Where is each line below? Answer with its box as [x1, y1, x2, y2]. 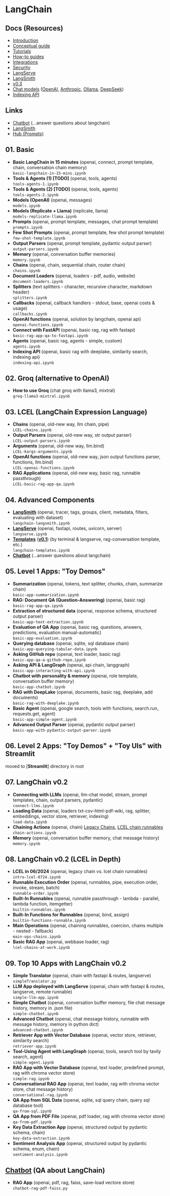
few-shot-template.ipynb [12, 235, 66, 241]
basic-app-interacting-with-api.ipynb [12, 668, 95, 673]
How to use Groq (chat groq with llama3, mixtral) [12, 387, 116, 393]
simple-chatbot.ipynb [12, 1012, 59, 1017]
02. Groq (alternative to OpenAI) [5, 374, 109, 383]
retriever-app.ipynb [12, 1044, 56, 1049]
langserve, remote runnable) [12, 989, 73, 995]
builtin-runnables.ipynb [12, 907, 66, 913]
